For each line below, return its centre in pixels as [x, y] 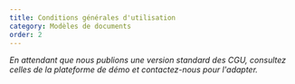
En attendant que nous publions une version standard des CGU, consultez [148, 61]
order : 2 [26, 34]
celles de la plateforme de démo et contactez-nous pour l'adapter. [133, 70]
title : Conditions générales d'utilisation [93, 18]
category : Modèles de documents [70, 26]
